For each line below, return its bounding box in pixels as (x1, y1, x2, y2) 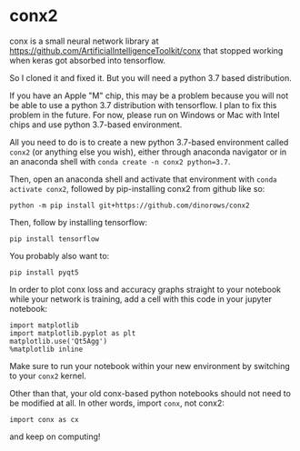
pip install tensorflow (9, 234, 100, 244)
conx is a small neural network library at (9, 35, 159, 46)
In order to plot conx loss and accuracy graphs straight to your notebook (9, 284, 282, 295)
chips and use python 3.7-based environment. (9, 119, 183, 130)
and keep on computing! (9, 431, 101, 442)
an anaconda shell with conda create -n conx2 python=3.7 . (9, 155, 231, 166)
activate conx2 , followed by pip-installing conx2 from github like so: (9, 183, 265, 194)
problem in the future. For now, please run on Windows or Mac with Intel (9, 109, 280, 120)
